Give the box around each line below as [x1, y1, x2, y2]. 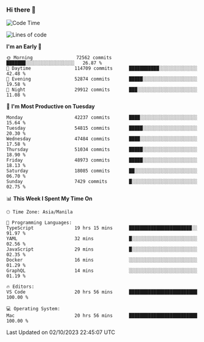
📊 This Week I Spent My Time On [6, 195, 93, 202]
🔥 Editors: [6, 283, 35, 290]
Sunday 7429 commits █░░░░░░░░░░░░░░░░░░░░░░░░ [6, 179, 198, 185]
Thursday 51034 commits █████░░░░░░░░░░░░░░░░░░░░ [6, 146, 198, 153]
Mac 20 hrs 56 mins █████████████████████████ [6, 313, 198, 319]
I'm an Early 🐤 [6, 43, 42, 51]
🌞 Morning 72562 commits [6, 55, 112, 61]
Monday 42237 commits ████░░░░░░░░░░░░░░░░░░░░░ [6, 115, 198, 121]
